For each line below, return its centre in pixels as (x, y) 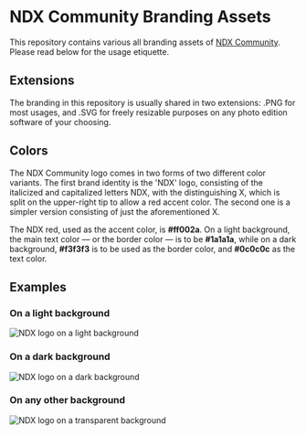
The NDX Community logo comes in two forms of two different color (138, 173)
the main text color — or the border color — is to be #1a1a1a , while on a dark (153, 239)
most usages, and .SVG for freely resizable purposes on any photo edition (148, 112)
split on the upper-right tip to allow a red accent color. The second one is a (150, 202)
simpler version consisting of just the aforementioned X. (115, 211)
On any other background (68, 400)
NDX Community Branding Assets (140, 17)
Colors (29, 151)
